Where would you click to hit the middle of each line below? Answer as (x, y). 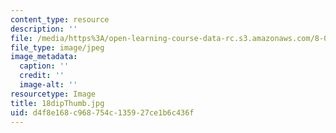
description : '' (44, 29)
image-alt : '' (48, 85)
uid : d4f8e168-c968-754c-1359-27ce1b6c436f (102, 112)
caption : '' (44, 66)
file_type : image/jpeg (57, 47)
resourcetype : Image (53, 94)
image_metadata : (44, 57)
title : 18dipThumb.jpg (57, 103)
